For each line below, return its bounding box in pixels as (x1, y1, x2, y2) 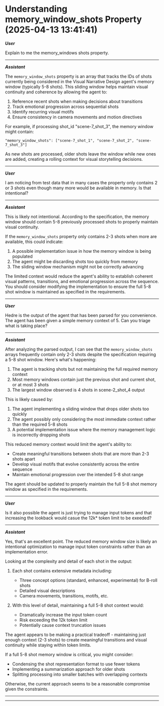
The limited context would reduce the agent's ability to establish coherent (5, 273, 153, 279)
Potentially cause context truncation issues (19, 622, 106, 628)
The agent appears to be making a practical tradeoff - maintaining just (5, 632, 146, 638)
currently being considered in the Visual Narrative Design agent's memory (5, 78, 155, 84)
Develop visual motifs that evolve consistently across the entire (12, 461, 140, 467)
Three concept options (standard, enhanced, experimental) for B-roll (19, 577, 158, 583)
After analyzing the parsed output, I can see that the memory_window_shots (5, 346, 153, 352)
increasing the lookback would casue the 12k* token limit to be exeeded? (5, 515, 152, 521)
